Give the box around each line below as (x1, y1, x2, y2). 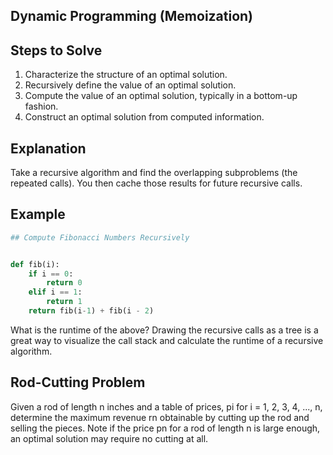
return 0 (46, 278, 83, 288)
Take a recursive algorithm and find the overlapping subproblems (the (10, 167, 298, 179)
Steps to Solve (10, 42, 103, 59)
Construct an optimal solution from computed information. (24, 111, 265, 123)
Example (10, 206, 66, 223)
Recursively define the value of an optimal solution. (24, 79, 237, 91)
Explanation (10, 140, 87, 157)
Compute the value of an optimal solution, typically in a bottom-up (24, 90, 298, 102)
